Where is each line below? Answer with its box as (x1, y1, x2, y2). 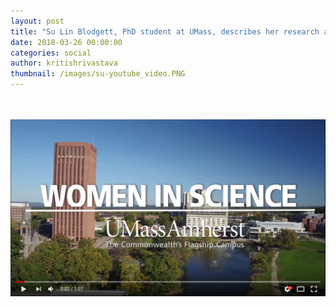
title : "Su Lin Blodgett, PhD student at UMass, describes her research (10, 26, 320, 37)
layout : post (10, 16, 65, 26)
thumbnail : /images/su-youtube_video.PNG (10, 69, 186, 79)
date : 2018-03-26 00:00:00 (10, 37, 123, 47)
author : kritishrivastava (10, 58, 118, 69)
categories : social (10, 48, 92, 58)
